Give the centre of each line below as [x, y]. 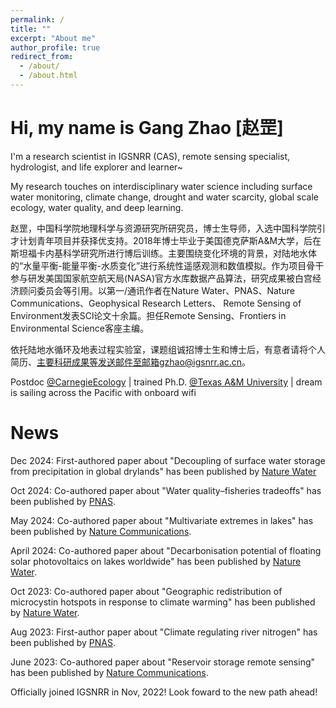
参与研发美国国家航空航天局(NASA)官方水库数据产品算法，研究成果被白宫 [161, 278]
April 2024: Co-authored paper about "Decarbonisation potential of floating [166, 550]
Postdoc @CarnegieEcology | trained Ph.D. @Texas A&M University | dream [166, 382]
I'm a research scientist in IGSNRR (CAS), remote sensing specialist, [150, 156]
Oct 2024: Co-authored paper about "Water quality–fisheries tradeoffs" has [166, 490]
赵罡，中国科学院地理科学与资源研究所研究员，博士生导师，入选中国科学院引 [168, 228]
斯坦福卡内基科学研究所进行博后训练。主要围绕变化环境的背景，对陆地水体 [163, 253]
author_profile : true [55, 47]
